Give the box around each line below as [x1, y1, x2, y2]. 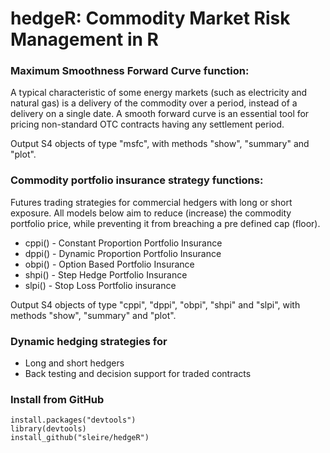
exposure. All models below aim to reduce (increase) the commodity [10, 207, 292, 219]
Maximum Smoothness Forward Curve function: [10, 64, 250, 78]
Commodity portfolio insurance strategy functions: [10, 173, 264, 187]
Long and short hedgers [24, 357, 125, 369]
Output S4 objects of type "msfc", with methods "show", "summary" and [10, 138, 310, 150]
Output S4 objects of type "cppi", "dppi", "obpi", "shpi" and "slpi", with [10, 298, 301, 311]
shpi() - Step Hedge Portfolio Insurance [24, 268, 188, 281]
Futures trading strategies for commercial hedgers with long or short [10, 196, 293, 208]
